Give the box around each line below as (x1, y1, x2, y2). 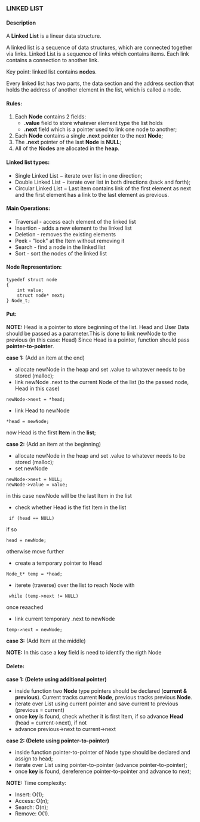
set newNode (14, 465, 48, 472)
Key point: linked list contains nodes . (6, 68, 97, 75)
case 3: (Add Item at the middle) (6, 637, 86, 644)
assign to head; (14, 755, 53, 762)
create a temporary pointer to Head (14, 559, 102, 567)
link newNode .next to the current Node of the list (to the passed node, (14, 379, 189, 386)
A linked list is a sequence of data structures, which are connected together (6, 44, 193, 51)
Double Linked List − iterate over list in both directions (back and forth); (14, 178, 191, 185)
